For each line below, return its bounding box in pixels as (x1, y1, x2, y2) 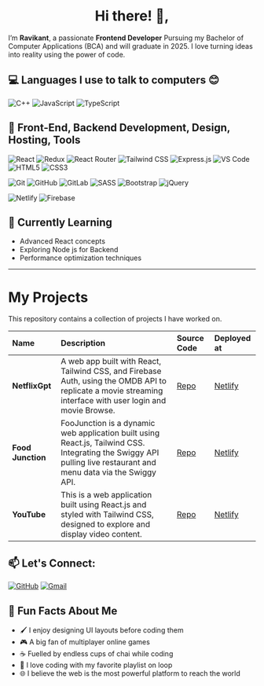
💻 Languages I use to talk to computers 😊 (8, 74, 220, 87)
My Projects (8, 288, 89, 306)
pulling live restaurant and (60, 457, 157, 468)
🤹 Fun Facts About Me (8, 604, 118, 618)
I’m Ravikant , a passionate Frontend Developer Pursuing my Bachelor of (8, 33, 244, 42)
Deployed (214, 333, 251, 344)
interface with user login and (60, 395, 167, 406)
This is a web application (60, 490, 152, 501)
